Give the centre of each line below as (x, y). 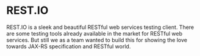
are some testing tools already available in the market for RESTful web (95, 33)
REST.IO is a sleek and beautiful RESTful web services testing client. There (100, 27)
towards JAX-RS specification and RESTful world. (69, 46)
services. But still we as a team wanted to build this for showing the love (97, 40)
